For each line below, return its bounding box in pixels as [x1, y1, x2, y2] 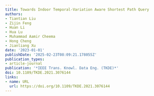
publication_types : [5, 57, 45, 62]
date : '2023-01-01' [5, 48, 45, 52]
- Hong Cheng [5, 39, 32, 44]
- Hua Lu [5, 30, 23, 34]
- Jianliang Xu [5, 43, 36, 48]
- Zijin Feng [5, 20, 32, 26]
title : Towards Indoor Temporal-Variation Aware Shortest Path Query [5, 7, 150, 12]
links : [5, 75, 19, 80]
